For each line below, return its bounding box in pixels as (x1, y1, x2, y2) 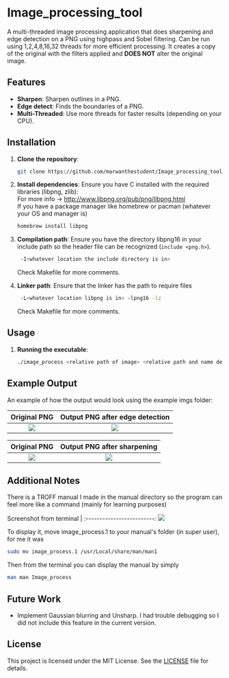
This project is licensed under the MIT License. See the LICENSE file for (7, 657, 209, 665)
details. (7, 664, 28, 672)
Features (7, 77, 46, 89)
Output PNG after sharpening (60, 441, 158, 451)
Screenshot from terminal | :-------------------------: (7, 515, 157, 523)
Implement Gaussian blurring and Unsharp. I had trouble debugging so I (16, 611, 219, 619)
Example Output (7, 377, 77, 389)
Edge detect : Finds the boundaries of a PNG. (16, 102, 144, 110)
